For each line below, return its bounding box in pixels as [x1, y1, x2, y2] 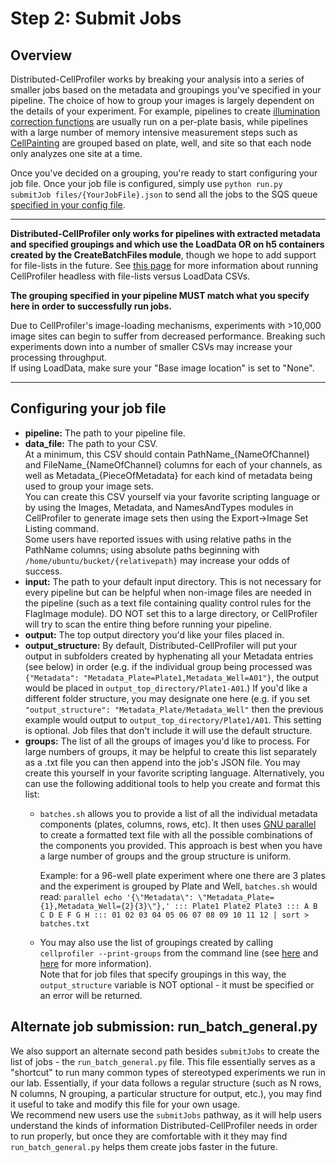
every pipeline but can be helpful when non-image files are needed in [24, 586, 312, 598]
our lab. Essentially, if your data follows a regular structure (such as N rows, [10, 1077, 322, 1089]
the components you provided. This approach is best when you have [39, 839, 323, 851]
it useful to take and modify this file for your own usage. [10, 1098, 241, 1110]
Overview [10, 47, 73, 64]
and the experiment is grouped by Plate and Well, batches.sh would [39, 880, 318, 892]
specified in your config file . [10, 199, 126, 211]
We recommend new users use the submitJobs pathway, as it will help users [10, 1108, 322, 1121]
